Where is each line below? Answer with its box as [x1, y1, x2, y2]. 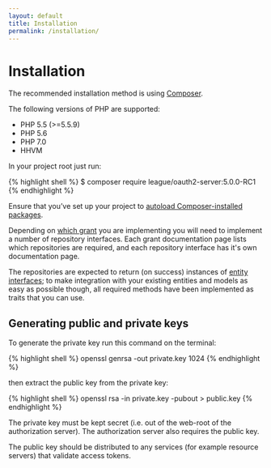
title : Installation [8, 19, 78, 28]
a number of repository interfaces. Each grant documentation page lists [8, 234, 247, 244]
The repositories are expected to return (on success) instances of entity [8, 267, 248, 277]
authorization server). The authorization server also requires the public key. [8, 427, 260, 436]
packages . [8, 210, 44, 219]
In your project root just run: [8, 161, 102, 171]
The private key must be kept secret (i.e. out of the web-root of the [8, 418, 232, 428]
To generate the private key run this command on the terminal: [8, 338, 217, 348]
